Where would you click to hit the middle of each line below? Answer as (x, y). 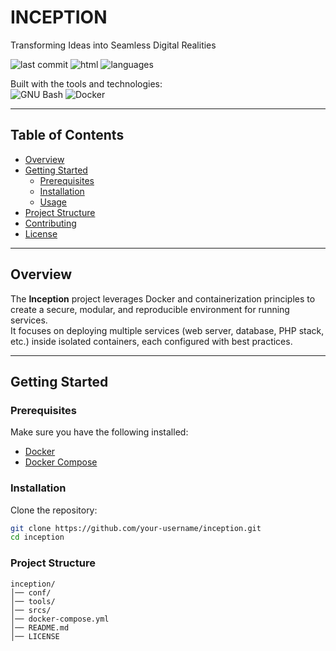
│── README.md (40, 627)
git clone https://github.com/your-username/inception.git (136, 528)
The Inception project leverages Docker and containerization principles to (163, 298)
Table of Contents (67, 135)
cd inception (37, 537)
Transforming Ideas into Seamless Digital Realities (113, 45)
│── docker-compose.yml (60, 619)
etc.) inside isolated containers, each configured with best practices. (151, 341)
